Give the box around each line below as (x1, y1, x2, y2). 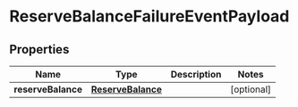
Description (170, 69, 222, 80)
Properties (9, 42, 70, 57)
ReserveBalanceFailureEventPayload (9, 6, 290, 27)
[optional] (229, 83, 271, 95)
